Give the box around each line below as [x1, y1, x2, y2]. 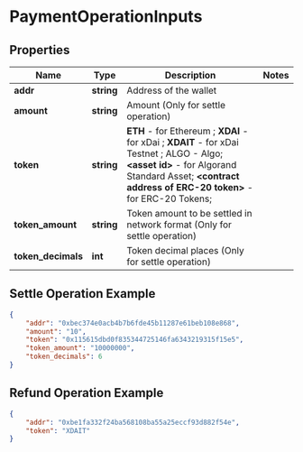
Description [164, 69, 216, 81]
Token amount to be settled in [125, 208, 252, 219]
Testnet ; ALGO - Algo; [125, 147, 224, 160]
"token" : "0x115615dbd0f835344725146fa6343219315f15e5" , [25, 336, 244, 345]
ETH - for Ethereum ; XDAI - [125, 125, 249, 137]
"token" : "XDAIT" [25, 426, 91, 435]
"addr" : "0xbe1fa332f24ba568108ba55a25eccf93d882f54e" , [25, 418, 241, 427]
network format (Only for [125, 218, 233, 231]
